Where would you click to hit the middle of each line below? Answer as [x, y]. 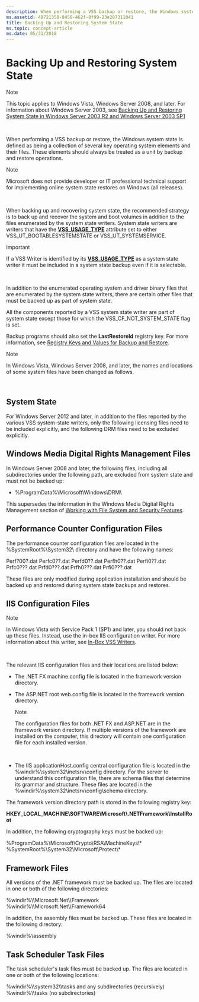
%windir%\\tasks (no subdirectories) [51, 993]
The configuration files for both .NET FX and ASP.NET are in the [92, 724]
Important [18, 248]
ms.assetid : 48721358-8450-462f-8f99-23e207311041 [70, 17]
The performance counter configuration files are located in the [82, 543]
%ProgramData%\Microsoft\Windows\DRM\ [68, 492]
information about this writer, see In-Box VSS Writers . [71, 642]
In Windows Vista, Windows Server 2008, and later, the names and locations [99, 366]
